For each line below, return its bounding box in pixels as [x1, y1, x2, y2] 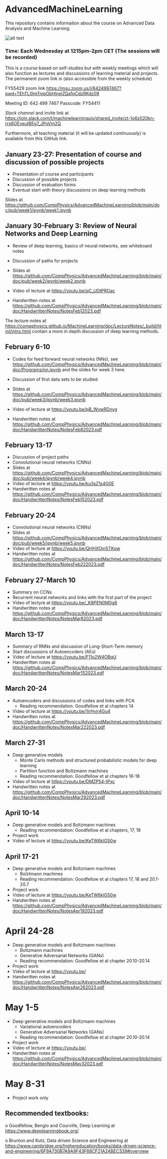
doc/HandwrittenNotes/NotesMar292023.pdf [12, 794, 105, 800]
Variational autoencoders [19, 1024, 72, 1030]
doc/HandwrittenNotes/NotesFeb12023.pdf [12, 308, 101, 314]
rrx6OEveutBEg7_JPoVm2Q [5, 121, 61, 127]
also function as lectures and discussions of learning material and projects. [5, 70, 159, 76]
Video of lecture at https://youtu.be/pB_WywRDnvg [12, 406, 118, 412]
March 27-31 [5, 739, 45, 747]
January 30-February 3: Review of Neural [5, 222, 137, 230]
